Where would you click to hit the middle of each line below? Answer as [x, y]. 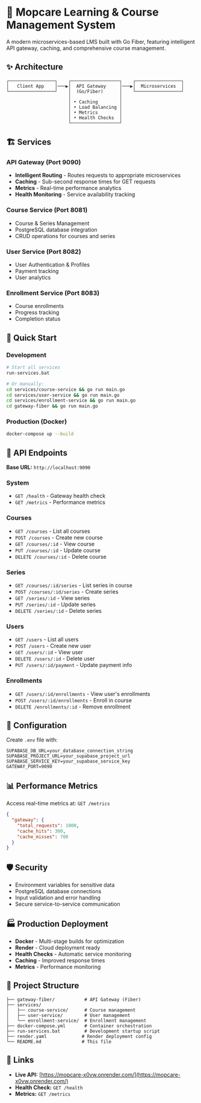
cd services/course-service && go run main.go [66, 389]
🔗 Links [20, 1060]
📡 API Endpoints [37, 453]
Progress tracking [37, 313]
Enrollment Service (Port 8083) [53, 293]
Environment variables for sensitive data [65, 885]
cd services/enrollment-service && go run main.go [71, 401]
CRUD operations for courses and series [65, 236]
